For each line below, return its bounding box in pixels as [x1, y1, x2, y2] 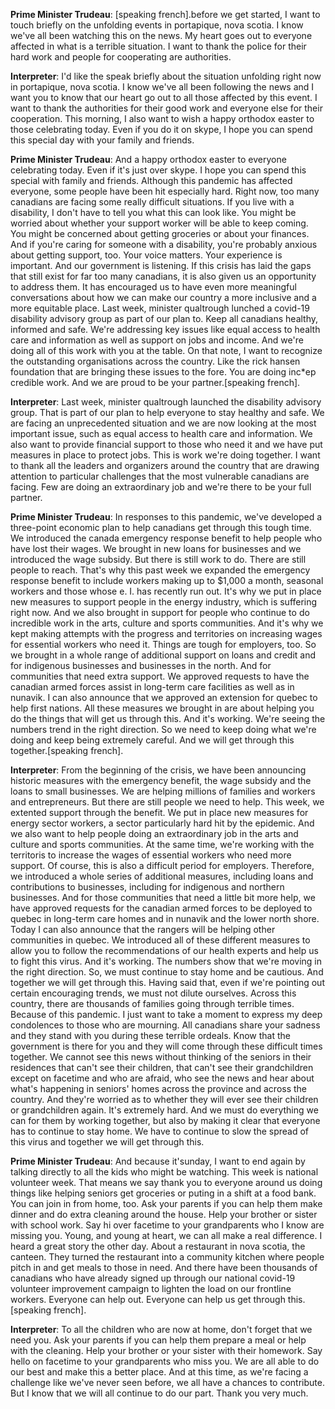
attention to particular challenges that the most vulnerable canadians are [10, 470, 310, 482]
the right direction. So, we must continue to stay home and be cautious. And [10, 966, 324, 978]
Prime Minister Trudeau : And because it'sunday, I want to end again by [10, 1155, 306, 1167]
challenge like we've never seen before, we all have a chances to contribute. [10, 1377, 325, 1388]
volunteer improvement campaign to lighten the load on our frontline [10, 1283, 292, 1294]
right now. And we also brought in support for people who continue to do [10, 607, 310, 618]
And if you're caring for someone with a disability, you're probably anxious [10, 239, 318, 250]
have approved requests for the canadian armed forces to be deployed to [10, 902, 313, 914]
